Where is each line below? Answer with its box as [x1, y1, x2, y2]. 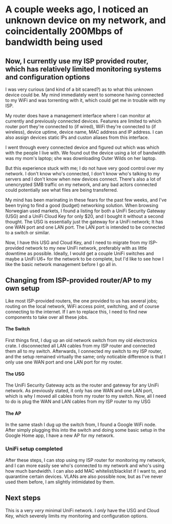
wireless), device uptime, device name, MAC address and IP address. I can [5, 129, 163, 135]
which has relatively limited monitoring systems [5, 65, 162, 73]
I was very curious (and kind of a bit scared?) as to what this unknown [5, 86, 154, 92]
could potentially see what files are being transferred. [5, 187, 118, 193]
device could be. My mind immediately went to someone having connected [5, 92, 164, 98]
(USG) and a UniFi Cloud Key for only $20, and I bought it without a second [5, 213, 164, 219]
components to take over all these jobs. [5, 314, 89, 320]
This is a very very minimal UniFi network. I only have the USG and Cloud [5, 507, 160, 513]
